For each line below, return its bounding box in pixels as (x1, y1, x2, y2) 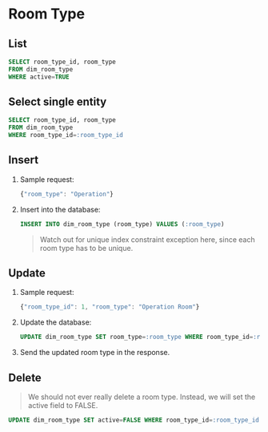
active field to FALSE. (27, 401, 98, 410)
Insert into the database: (19, 204, 101, 214)
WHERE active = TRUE (8, 73, 70, 81)
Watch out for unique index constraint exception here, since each (39, 234, 255, 244)
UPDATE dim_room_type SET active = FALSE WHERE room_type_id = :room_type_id (8, 416, 260, 424)
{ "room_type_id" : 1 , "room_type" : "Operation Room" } (19, 303, 200, 311)
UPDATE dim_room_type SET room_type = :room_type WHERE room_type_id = (19, 333, 254, 341)
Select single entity (8, 95, 107, 109)
